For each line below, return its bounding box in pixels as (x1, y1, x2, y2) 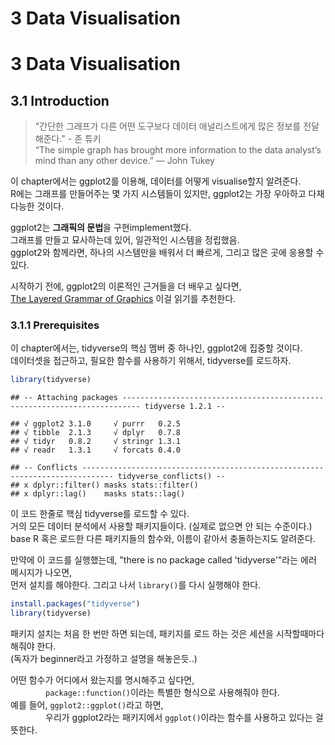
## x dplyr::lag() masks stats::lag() (10, 489, 186, 499)
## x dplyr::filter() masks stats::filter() (10, 480, 199, 491)
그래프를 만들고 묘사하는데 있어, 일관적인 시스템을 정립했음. (10, 234, 240, 246)
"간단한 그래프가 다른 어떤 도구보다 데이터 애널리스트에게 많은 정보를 (34, 120, 302, 132)
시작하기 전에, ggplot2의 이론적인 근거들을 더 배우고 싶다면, (10, 280, 242, 292)
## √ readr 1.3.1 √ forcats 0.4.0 (10, 445, 182, 456)
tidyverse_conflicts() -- (117, 472, 226, 482)
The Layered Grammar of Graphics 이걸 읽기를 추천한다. (10, 293, 237, 305)
